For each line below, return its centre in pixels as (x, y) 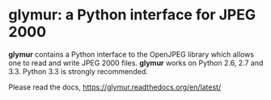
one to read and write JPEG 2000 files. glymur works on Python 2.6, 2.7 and (136, 63)
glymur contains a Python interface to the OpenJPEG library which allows (131, 54)
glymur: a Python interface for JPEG (132, 15)
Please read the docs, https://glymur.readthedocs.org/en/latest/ (115, 87)
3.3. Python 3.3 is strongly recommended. (78, 71)
